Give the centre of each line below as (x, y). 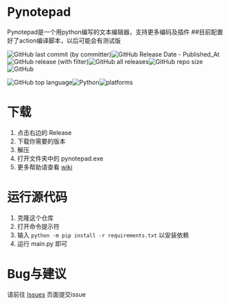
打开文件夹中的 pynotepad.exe (60, 158)
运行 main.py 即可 (42, 243)
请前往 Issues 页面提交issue (46, 294)
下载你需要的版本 (41, 141)
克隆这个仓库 (35, 218)
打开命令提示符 (38, 226)
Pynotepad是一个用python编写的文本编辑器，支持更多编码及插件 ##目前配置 (115, 32)
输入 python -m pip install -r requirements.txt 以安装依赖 (103, 235)
